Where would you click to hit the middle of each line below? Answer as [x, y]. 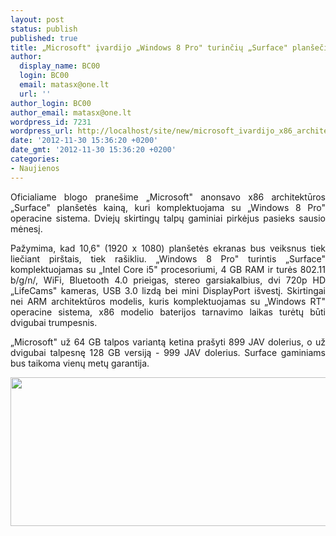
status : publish [44, 29]
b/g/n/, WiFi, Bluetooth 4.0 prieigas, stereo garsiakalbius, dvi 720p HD [168, 280]
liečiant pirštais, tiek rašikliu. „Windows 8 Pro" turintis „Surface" [168, 258]
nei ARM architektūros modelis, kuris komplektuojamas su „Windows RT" [168, 301]
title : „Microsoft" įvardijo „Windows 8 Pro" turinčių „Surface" [149, 47]
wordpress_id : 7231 [51, 122]
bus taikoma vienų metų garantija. [80, 363]
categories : [35, 159]
